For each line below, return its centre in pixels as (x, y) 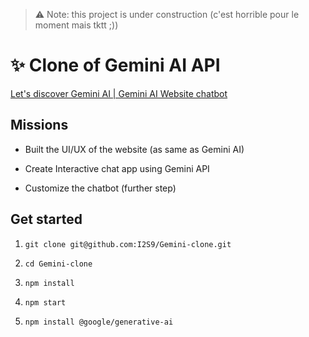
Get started (46, 219)
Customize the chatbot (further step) (100, 188)
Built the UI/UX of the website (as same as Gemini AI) (134, 149)
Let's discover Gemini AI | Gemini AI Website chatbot (119, 93)
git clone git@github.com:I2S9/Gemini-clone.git (128, 244)
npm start (45, 302)
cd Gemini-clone (58, 264)
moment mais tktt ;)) (76, 25)
